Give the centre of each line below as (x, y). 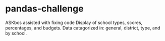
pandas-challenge (45, 9)
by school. (16, 33)
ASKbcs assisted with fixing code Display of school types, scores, (74, 22)
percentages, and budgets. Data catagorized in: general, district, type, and (83, 27)
